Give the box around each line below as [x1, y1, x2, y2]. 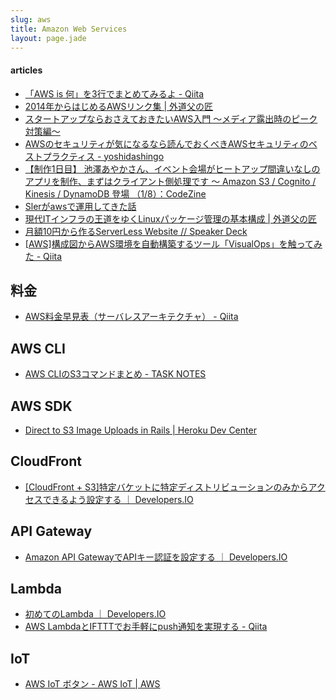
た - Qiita [24, 250, 63, 262]
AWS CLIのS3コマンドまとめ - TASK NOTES [24, 368, 207, 380]
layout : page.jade [10, 33, 87, 43]
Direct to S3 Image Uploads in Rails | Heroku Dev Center [24, 424, 257, 436]
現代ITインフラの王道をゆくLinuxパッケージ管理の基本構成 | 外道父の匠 [24, 212, 317, 225]
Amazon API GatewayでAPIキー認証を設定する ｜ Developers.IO [24, 551, 288, 563]
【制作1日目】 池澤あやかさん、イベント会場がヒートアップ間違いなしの [24, 162, 321, 175]
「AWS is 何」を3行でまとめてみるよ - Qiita [24, 87, 205, 100]
